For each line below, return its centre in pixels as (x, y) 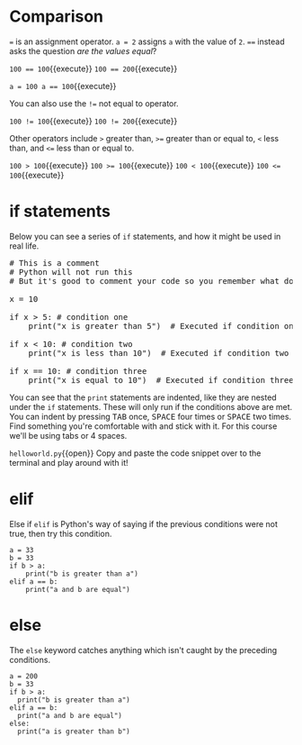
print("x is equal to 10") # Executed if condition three (161, 380)
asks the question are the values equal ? (83, 50)
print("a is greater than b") (74, 731)
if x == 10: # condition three (78, 371)
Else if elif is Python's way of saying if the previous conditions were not (144, 523)
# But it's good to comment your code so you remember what (145, 281)
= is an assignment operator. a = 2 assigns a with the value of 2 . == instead (147, 41)
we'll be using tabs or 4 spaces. (68, 435)
